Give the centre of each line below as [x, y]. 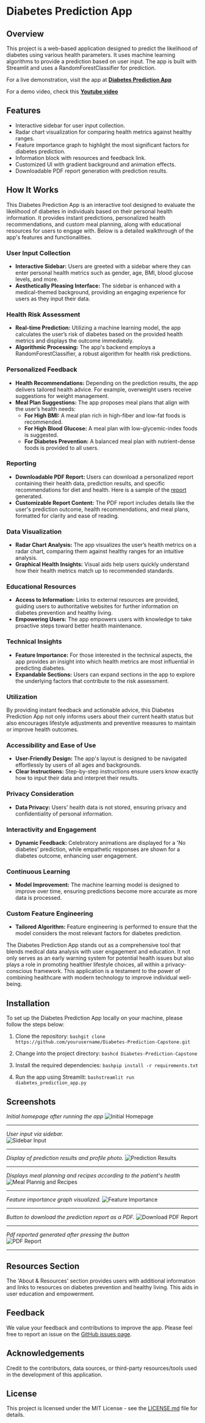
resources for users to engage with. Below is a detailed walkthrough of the [100, 231]
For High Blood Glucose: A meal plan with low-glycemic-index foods [111, 428]
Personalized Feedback [42, 369]
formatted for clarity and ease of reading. [67, 516]
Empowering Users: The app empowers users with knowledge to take [103, 619]
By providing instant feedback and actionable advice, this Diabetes [90, 710]
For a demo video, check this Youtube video [62, 92]
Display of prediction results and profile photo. [65, 1158]
